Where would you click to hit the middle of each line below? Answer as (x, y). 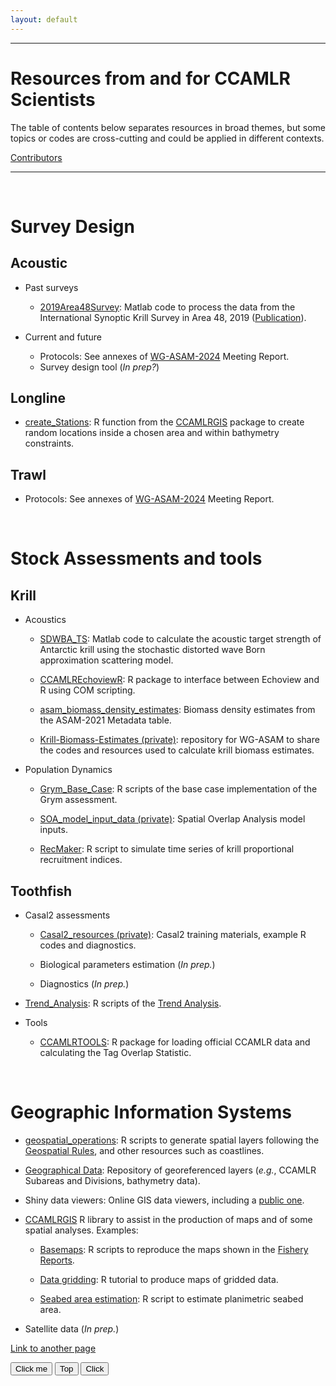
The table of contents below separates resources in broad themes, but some (168, 127)
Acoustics (45, 620)
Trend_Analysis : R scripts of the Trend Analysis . (123, 1003)
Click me (31, 1368)
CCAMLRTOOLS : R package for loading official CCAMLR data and (175, 1042)
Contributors (36, 157)
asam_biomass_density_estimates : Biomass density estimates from (177, 710)
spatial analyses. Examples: (81, 1230)
